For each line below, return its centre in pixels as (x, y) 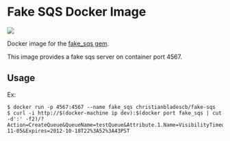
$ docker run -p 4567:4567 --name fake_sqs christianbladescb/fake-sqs (111, 107)
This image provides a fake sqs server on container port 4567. (95, 57)
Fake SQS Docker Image (77, 12)
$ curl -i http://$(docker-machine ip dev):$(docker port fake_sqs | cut (115, 113)
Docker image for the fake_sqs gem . (58, 43)
